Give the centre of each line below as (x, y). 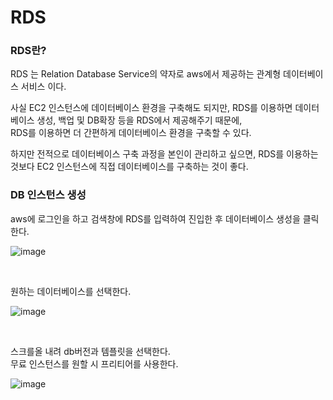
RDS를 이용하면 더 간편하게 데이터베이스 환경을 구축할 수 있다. (131, 133)
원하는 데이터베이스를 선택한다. (71, 291)
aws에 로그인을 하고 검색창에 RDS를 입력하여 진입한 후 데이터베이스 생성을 (155, 218)
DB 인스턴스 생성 (48, 195)
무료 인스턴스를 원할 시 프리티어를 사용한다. (94, 363)
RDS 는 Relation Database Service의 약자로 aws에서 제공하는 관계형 (146, 74)
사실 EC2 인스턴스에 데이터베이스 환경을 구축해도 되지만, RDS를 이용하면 (151, 108)
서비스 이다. (43, 87)
